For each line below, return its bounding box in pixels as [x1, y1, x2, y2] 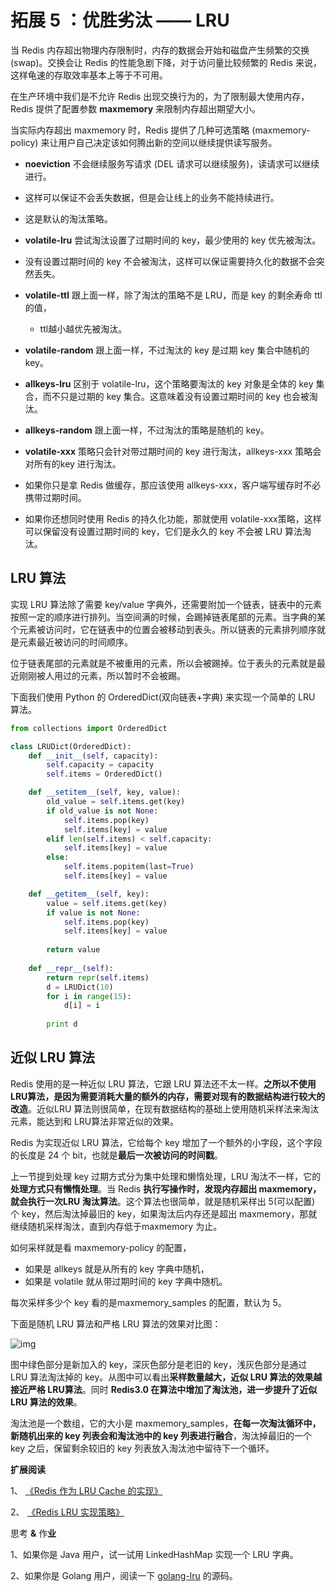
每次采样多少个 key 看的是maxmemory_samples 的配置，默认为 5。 [10, 1296, 287, 1308]
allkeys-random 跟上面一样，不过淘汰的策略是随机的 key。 [24, 424, 270, 436]
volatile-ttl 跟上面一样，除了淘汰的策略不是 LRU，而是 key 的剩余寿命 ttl [24, 289, 323, 301]
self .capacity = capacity [46, 760, 155, 770]
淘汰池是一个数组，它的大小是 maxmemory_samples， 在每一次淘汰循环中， [10, 1417, 322, 1429]
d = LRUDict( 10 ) [46, 982, 114, 992]
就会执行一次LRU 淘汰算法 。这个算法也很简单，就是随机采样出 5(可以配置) [10, 1195, 316, 1207]
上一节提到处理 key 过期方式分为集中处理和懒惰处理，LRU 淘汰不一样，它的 [10, 1170, 322, 1182]
